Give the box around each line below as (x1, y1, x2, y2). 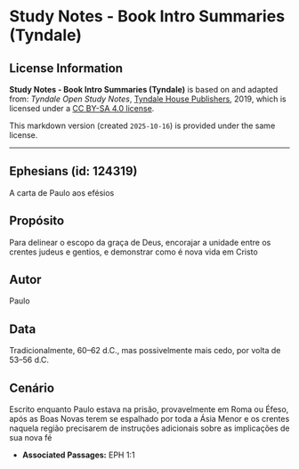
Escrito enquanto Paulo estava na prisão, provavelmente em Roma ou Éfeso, (9, 404, 289, 415)
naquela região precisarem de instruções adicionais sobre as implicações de (9, 423, 291, 433)
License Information (9, 61, 123, 76)
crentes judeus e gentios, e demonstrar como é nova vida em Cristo (9, 247, 258, 257)
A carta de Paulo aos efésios (9, 187, 115, 198)
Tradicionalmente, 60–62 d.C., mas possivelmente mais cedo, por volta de (9, 345, 281, 356)
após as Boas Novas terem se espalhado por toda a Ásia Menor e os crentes (9, 414, 290, 425)
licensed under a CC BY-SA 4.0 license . (9, 103, 155, 113)
